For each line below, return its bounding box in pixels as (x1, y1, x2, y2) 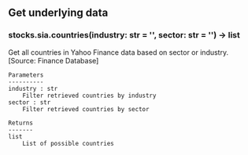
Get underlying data (8, 6, 109, 20)
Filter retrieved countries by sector (22, 105, 150, 113)
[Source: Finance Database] (8, 56, 99, 65)
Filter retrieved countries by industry (22, 92, 157, 99)
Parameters (8, 70, 44, 79)
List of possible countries (22, 139, 114, 147)
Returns (8, 119, 34, 127)
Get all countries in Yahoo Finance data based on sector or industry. (8, 47, 229, 57)
